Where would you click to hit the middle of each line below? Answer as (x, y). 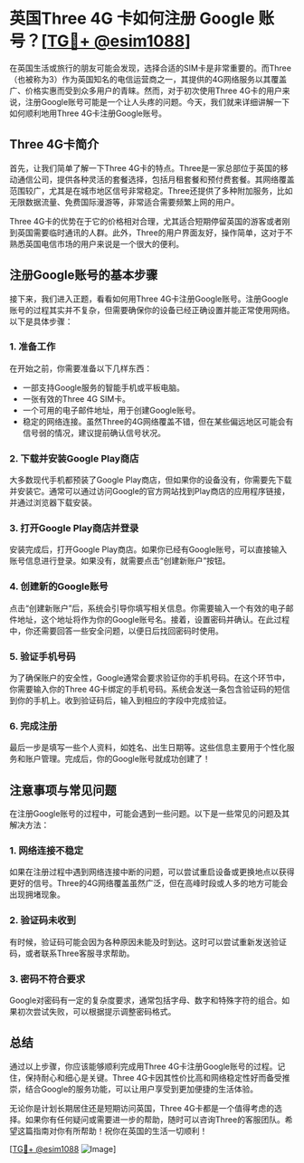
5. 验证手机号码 (43, 656)
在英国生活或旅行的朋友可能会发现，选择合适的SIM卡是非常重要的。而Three (151, 68)
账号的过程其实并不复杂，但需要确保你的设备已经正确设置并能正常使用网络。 (152, 310)
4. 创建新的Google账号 (59, 586)
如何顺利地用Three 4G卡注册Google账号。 (88, 113)
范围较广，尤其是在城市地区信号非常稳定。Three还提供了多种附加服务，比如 (151, 190)
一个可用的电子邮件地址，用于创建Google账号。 (111, 410)
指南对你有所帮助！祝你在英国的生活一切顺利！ (120, 1130)
